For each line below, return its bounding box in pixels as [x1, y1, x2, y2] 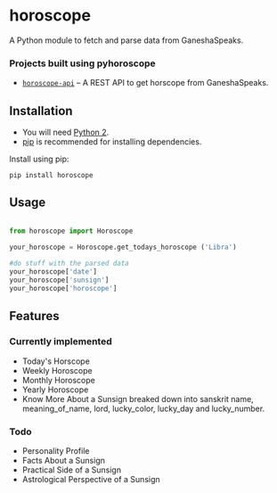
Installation [9, 103, 73, 119]
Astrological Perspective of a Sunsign [21, 473, 160, 484]
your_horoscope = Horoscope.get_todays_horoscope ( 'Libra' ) [9, 242, 238, 251]
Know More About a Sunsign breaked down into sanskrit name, [21, 393, 254, 404]
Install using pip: [9, 153, 69, 165]
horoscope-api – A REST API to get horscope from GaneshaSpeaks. [21, 78, 269, 88]
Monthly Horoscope [21, 374, 95, 385]
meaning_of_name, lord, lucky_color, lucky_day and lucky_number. [21, 403, 265, 414]
